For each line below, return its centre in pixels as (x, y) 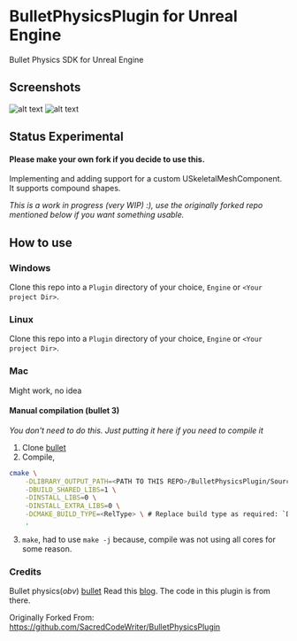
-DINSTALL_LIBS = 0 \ (61, 498)
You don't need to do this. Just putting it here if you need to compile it (136, 430)
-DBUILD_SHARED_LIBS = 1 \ (71, 490)
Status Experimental (66, 137)
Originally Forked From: (52, 618)
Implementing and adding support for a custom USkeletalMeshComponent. (146, 179)
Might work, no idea (46, 390)
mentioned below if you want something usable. (97, 215)
